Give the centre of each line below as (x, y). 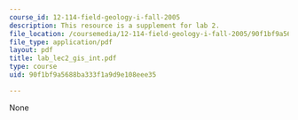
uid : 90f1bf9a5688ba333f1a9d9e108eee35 (83, 75)
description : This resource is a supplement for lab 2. (114, 26)
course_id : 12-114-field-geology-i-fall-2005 (94, 17)
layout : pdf (31, 50)
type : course (33, 67)
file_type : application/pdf (61, 42)
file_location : (37, 34)
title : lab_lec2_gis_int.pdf (63, 58)
